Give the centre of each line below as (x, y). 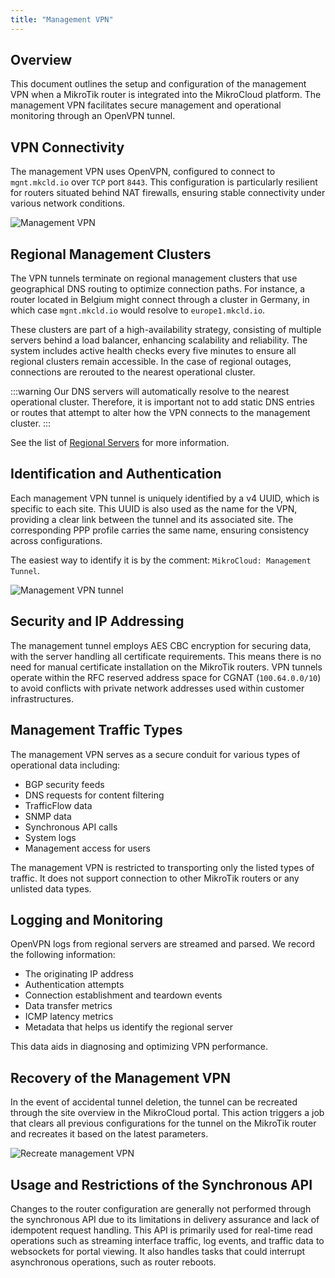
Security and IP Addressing (97, 621)
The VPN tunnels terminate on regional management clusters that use (154, 278)
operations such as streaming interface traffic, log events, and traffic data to (167, 1240)
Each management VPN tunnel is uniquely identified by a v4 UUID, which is (165, 498)
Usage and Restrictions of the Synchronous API (161, 1184)
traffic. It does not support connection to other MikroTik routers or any (155, 878)
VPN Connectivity (67, 147)
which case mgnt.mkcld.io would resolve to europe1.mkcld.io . (138, 310)
